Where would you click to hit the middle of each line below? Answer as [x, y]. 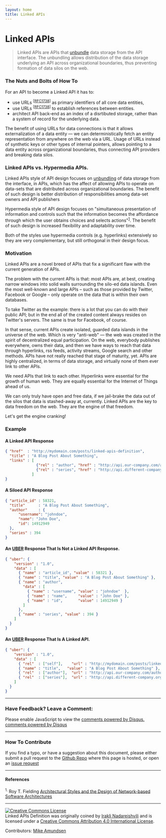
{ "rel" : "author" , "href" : [66, 465]
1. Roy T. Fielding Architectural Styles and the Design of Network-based [78, 791]
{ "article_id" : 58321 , [31, 500]
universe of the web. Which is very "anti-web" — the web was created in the [83, 335]
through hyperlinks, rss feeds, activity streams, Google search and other [79, 351]
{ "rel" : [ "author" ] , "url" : [53, 673]
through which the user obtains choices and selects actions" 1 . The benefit [81, 220]
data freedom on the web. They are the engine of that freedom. [70, 407]
